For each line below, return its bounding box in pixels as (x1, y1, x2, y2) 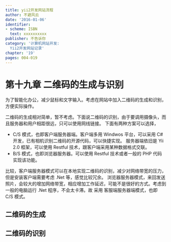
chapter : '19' (5, 50, 36, 55)
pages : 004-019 (5, 55, 38, 60)
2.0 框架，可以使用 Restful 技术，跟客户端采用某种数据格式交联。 (12, 144, 150, 150)
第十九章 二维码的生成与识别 (5, 79, 124, 90)
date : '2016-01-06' (5, 17, 47, 22)
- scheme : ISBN (5, 27, 38, 32)
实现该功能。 (12, 157, 40, 163)
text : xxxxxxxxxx (10, 31, 47, 36)
